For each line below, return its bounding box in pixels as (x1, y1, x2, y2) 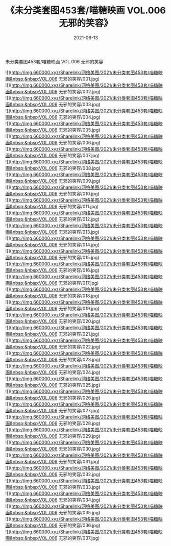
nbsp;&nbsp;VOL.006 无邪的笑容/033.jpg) (12, 484, 101, 490)
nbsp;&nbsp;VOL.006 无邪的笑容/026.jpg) (12, 394, 101, 401)
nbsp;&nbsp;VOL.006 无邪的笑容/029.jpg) (12, 433, 101, 439)
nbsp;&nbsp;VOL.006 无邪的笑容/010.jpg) (12, 190, 100, 196)
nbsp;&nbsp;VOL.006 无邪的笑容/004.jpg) (12, 114, 101, 120)
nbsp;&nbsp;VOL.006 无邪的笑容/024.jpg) (12, 369, 101, 375)
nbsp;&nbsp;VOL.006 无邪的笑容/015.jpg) (12, 254, 100, 260)
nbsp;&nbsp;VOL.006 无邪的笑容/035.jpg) (12, 509, 101, 515)
